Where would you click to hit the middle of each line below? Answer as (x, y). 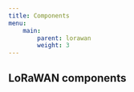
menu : (17, 23)
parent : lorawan (64, 38)
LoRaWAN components (67, 78)
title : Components (39, 16)
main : (32, 30)
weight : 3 (53, 46)
